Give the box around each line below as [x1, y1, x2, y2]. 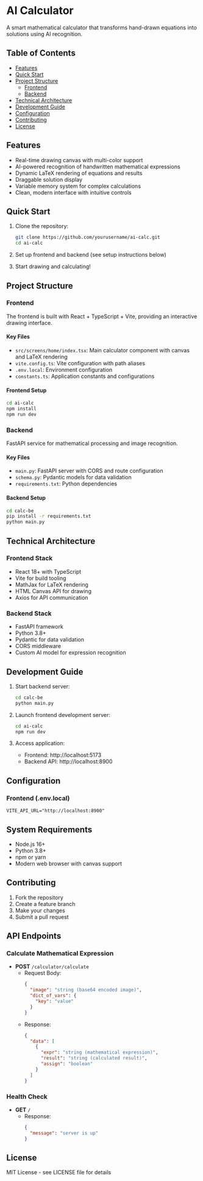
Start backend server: [15, 682, 70, 690]
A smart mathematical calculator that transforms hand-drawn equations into [6, 24, 197, 31]
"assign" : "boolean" [40, 1061, 93, 1067]
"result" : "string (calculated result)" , [40, 1055, 148, 1061]
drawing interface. [6, 319, 53, 326]
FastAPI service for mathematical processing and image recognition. [6, 440, 178, 447]
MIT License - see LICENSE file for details [6, 1169, 112, 1176]
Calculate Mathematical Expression [6, 949, 114, 958]
